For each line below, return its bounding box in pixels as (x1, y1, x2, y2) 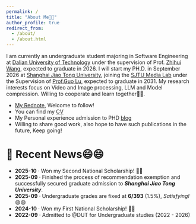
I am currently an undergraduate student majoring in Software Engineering (6, 53, 188, 59)
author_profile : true (6, 20, 60, 25)
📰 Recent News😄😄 (6, 148, 104, 161)
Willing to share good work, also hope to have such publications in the (14, 121, 187, 127)
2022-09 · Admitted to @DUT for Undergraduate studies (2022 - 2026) (14, 211, 191, 218)
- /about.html (11, 36, 46, 42)
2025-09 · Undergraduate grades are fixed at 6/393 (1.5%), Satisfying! (14, 192, 190, 199)
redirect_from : (6, 25, 44, 31)
